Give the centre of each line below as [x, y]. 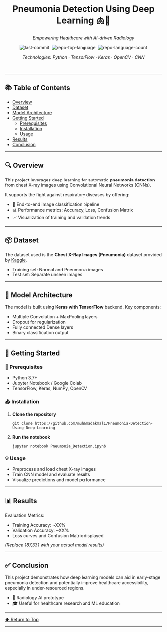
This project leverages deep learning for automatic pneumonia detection [80, 180]
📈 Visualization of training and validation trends [61, 217]
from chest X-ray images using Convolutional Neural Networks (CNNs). [78, 185]
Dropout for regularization [39, 322]
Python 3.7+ [25, 378]
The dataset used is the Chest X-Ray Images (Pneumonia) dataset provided [83, 255]
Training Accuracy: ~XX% [39, 525]
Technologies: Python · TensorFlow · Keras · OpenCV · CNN [83, 57]
